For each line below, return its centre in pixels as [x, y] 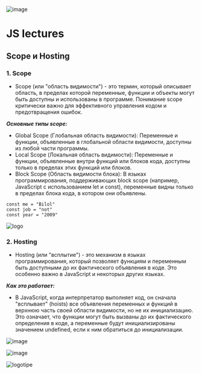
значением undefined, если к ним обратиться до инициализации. [99, 330]
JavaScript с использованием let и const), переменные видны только [104, 187]
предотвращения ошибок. [49, 112]
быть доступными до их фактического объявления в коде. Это [96, 268]
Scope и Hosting [38, 56]
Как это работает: [31, 286]
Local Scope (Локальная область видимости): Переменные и [94, 155]
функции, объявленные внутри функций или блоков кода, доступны [102, 161]
